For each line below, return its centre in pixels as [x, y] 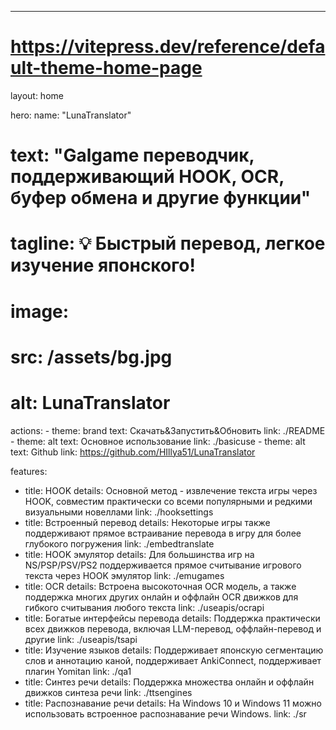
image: [40, 311]
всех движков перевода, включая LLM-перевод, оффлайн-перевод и [173, 628]
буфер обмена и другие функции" [161, 198]
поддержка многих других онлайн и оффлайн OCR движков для [161, 597]
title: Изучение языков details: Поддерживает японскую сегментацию [174, 650]
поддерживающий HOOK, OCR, [147, 177]
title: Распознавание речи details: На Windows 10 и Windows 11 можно [173, 703]
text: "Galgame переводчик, [132, 155]
